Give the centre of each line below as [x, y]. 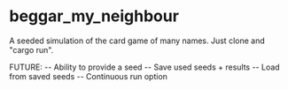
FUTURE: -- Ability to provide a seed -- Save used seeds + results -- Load [145, 67]
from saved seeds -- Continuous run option [89, 76]
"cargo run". [31, 49]
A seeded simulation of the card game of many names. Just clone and [137, 41]
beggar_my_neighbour [94, 16]
